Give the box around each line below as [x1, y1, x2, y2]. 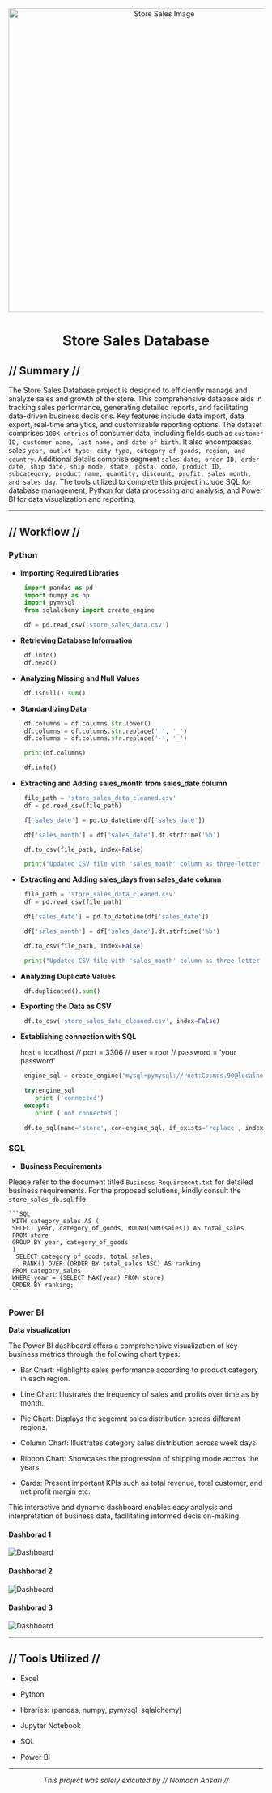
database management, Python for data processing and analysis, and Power [8, 486, 263, 495]
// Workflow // [8, 525, 81, 539]
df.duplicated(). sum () [23, 986, 101, 995]
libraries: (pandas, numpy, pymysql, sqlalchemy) [19, 1705, 182, 1714]
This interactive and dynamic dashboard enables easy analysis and [8, 1503, 232, 1513]
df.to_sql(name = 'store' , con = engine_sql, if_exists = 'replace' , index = [23, 1123, 267, 1132]
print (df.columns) [23, 749, 87, 757]
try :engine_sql [23, 1086, 75, 1095]
